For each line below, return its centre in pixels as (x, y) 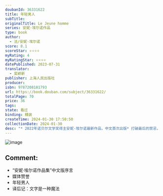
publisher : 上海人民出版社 (30, 78)
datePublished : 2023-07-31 (33, 64)
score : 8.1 (16, 46)
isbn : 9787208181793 (26, 87)
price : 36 (15, 101)
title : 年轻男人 (20, 14)
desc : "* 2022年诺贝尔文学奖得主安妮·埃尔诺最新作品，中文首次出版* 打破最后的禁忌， (83, 128)
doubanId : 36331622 (25, 10)
